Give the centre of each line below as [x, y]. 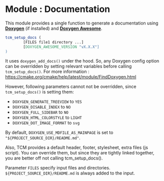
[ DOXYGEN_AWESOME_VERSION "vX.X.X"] [61, 47]
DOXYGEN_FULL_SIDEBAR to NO [40, 112]
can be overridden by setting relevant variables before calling [68, 66]
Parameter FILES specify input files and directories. [58, 168]
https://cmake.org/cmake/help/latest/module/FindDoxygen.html [71, 77]
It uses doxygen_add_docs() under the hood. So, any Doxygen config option [82, 61]
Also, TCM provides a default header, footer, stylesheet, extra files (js [77, 147]
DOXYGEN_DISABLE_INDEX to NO [41, 107]
